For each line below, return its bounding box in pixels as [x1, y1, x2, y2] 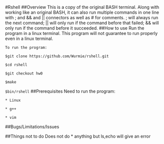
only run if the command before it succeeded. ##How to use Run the [5, 25, 144, 31]
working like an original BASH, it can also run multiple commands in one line [5, 9, 159, 15]
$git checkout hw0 [5, 71, 43, 76]
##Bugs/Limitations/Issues [5, 124, 60, 130]
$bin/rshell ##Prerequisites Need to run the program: [5, 88, 116, 94]
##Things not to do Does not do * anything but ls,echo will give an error [5, 133, 151, 139]
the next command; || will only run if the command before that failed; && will [5, 20, 159, 26]
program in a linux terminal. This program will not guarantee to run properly [5, 31, 158, 36]
